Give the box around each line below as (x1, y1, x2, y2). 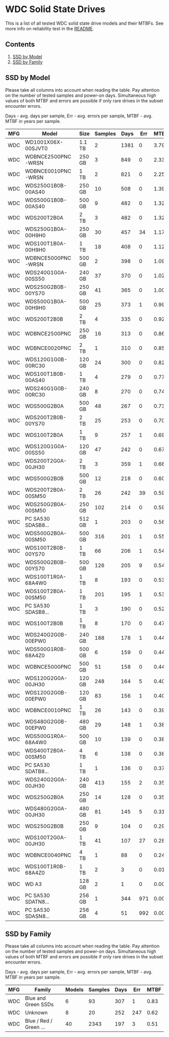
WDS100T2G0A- (25, 834, 67, 841)
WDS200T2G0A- (25, 457, 67, 464)
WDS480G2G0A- (25, 805, 68, 812)
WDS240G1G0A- (25, 269, 68, 276)
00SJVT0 (25, 145, 48, 152)
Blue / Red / (25, 1017, 53, 1024)
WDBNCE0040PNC (25, 852, 71, 859)
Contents (5, 40, 35, 49)
